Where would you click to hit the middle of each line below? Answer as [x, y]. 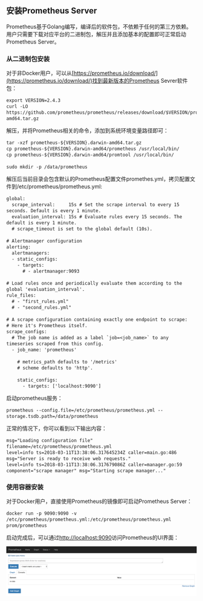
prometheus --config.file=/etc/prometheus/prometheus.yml [81, 411]
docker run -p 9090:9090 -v [42, 514]
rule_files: [21, 296]
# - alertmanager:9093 [51, 271]
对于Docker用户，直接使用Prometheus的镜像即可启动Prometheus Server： [99, 501]
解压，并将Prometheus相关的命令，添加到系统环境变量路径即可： [88, 131]
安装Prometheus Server [52, 11]
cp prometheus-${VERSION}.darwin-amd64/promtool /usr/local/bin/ [90, 155]
